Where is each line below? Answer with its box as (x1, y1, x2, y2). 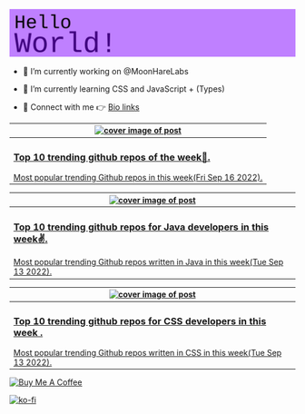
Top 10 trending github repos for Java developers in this (13, 221, 270, 233)
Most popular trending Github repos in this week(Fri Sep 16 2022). (13, 172, 263, 182)
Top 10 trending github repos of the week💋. (13, 151, 211, 163)
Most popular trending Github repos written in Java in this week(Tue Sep (13, 257, 284, 268)
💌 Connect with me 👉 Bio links (22, 101, 140, 113)
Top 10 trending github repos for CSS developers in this (13, 315, 267, 328)
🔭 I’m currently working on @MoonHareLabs (22, 65, 189, 76)
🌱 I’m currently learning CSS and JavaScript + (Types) (22, 83, 225, 94)
